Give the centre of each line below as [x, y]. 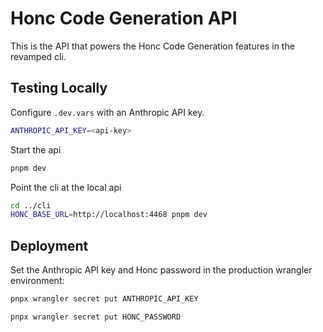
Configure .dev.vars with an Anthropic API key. [107, 112]
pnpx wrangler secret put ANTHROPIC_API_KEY [104, 299]
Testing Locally [59, 88]
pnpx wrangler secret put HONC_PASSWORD [96, 317]
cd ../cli [31, 205]
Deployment [49, 245]
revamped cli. [38, 56]
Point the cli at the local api [66, 187]
